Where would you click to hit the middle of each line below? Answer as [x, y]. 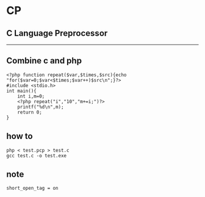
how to [20, 136]
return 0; [30, 112]
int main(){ [21, 91]
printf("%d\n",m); [41, 107]
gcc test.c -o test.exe [37, 156]
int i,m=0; [31, 96]
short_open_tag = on [33, 188]
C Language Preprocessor [57, 33]
